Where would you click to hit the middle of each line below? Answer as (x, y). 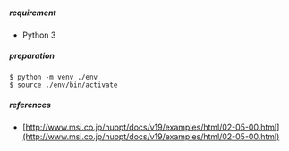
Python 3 (39, 35)
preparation (32, 55)
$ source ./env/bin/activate (64, 85)
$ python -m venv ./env (54, 77)
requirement (33, 13)
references (30, 105)
